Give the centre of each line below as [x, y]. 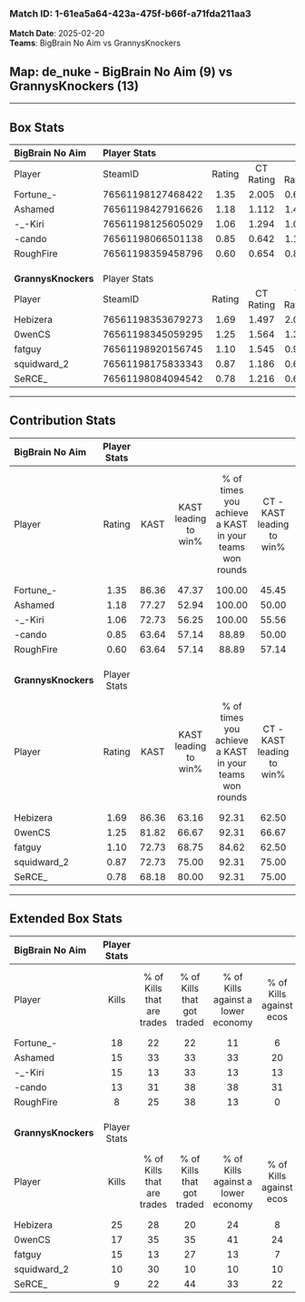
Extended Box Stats [66, 918]
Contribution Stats [63, 421]
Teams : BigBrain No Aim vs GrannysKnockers [95, 43]
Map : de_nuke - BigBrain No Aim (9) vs [121, 71]
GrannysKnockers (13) [74, 86]
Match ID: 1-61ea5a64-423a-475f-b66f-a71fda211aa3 [130, 14]
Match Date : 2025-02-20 [57, 34]
